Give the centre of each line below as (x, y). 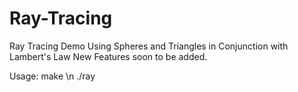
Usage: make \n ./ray (52, 76)
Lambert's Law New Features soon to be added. (108, 56)
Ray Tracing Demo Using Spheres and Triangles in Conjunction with (149, 46)
